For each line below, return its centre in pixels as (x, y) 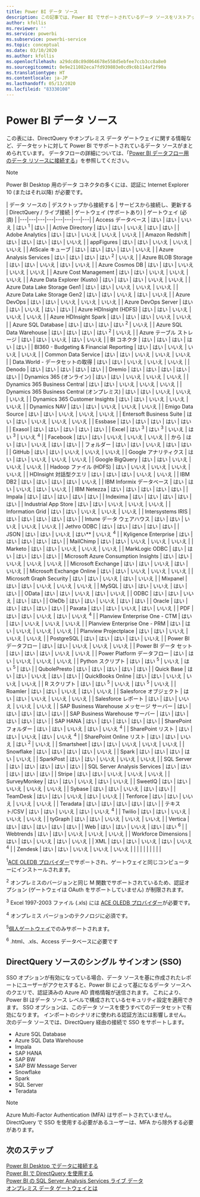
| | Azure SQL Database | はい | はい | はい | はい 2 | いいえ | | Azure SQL (94, 324)
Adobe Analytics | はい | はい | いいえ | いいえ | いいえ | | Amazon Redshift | (98, 235)
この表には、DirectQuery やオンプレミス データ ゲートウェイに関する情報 (96, 138)
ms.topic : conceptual (33, 45)
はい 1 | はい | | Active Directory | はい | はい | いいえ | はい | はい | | (98, 227)
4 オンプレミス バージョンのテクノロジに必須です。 (68, 915)
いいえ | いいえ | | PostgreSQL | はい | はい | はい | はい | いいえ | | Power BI (98, 638)
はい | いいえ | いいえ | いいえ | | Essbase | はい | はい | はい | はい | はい (104, 422)
